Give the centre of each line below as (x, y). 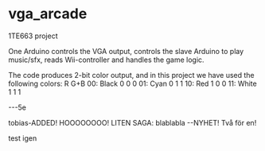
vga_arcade (48, 14)
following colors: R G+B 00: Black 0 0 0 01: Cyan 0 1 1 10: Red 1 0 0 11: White (132, 83)
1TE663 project (33, 36)
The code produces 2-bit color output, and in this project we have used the (131, 75)
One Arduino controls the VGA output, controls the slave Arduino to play (126, 51)
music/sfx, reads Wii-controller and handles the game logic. (106, 60)
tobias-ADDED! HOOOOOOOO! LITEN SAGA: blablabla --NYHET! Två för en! (132, 122)
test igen (23, 138)
